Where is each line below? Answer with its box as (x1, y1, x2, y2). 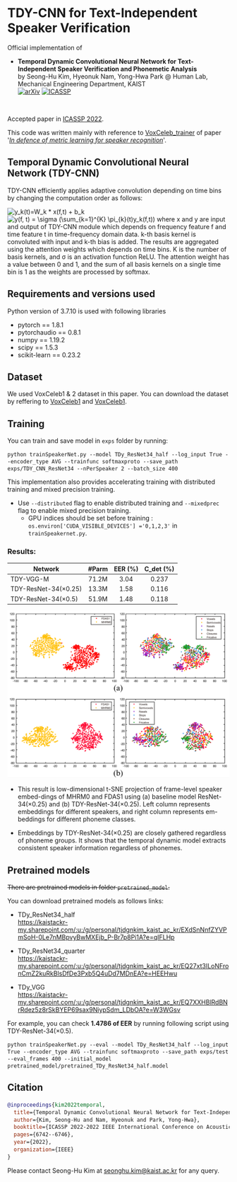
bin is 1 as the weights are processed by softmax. (7, 267, 150, 276)
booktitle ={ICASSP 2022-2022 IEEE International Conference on (13, 1123, 203, 1131)
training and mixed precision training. (7, 485, 116, 494)
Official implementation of (7, 43, 83, 52)
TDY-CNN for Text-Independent (7, 5, 197, 21)
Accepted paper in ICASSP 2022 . (7, 115, 104, 123)
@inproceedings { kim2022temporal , (7, 1101, 106, 1108)
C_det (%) (144, 564, 175, 573)
